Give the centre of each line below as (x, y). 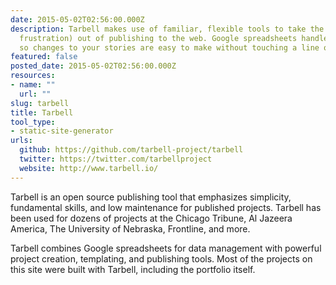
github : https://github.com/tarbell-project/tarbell (131, 150)
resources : (33, 76)
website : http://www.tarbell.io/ (89, 168)
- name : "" (33, 85)
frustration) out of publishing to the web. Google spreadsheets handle (174, 38)
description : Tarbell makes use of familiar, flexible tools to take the (167, 29)
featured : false (44, 57)
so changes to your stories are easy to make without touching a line (169, 47)
